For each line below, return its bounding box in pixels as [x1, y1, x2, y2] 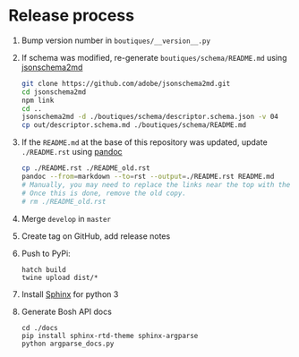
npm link [21, 96, 55, 105]
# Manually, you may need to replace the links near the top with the [21, 180, 291, 189]
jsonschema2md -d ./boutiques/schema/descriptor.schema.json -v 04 [21, 113, 279, 122]
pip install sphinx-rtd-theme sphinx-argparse [21, 331, 199, 340]
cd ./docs [21, 323, 59, 332]
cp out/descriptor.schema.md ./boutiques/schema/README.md [21, 121, 247, 130]
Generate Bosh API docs [21, 306, 113, 317]
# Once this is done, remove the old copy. [21, 189, 187, 198]
